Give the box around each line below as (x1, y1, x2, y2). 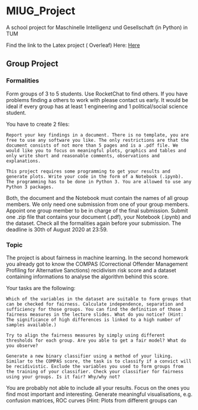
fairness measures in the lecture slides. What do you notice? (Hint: (6, 312, 184, 317)
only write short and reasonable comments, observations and (6, 152, 160, 158)
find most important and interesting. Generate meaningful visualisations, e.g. (6, 390, 193, 398)
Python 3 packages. (6, 184, 54, 190)
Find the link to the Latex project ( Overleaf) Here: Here (6, 42, 140, 49)
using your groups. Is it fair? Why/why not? (6, 374, 120, 380)
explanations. (6, 158, 41, 164)
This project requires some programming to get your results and (6, 168, 170, 174)
